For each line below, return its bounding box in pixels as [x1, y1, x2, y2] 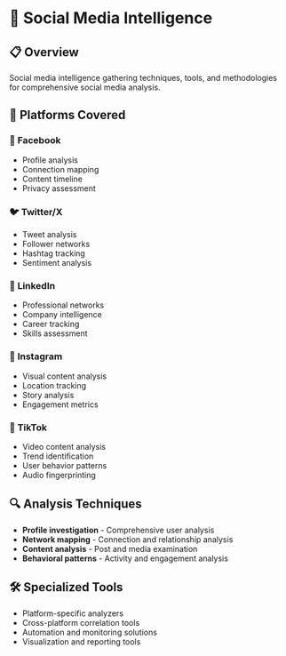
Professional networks [21, 300, 105, 310]
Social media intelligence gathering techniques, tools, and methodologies [9, 73, 278, 83]
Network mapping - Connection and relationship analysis [21, 533, 234, 545]
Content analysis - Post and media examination [21, 543, 198, 554]
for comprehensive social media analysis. [9, 82, 162, 92]
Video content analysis [21, 441, 107, 452]
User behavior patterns [21, 460, 107, 470]
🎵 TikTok [9, 421, 47, 434]
